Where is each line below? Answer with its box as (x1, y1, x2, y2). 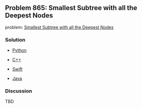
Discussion (5, 88, 33, 94)
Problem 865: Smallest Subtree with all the (5, 4, 138, 12)
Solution (5, 36, 26, 43)
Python (12, 47, 27, 53)
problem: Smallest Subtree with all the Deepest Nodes (5, 24, 114, 30)
